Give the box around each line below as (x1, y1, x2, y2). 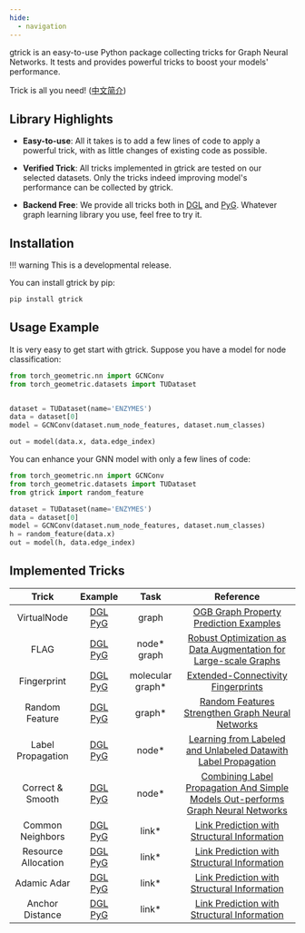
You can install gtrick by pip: (9, 278, 115, 289)
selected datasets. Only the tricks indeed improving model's (22, 172, 248, 183)
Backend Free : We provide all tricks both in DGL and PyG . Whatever (22, 200, 278, 211)
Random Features (199, 695, 275, 708)
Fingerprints (211, 680, 263, 692)
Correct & (22, 781, 64, 794)
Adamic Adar (15, 877, 71, 889)
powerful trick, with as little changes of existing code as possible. (22, 145, 268, 156)
